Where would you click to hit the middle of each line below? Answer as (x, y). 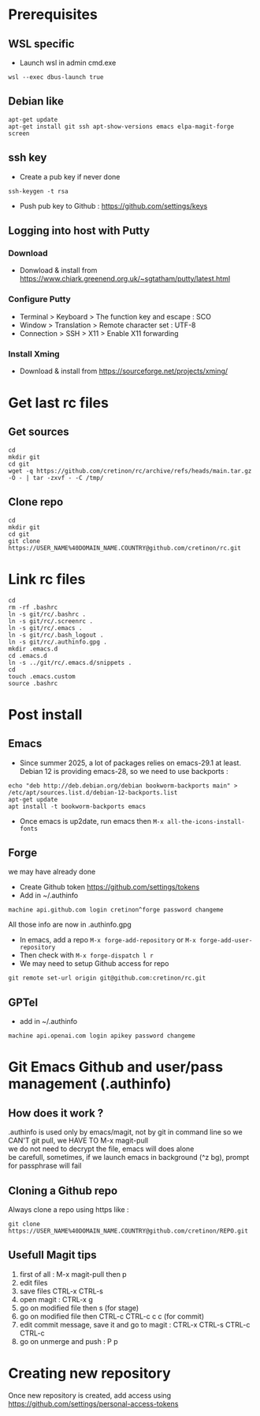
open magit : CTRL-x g (56, 1299)
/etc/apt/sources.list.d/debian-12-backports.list (93, 792)
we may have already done (52, 872)
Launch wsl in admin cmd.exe (68, 62)
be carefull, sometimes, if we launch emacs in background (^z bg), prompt (129, 1157)
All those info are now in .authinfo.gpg (70, 925)
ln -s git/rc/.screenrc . (50, 621)
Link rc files (47, 579)
